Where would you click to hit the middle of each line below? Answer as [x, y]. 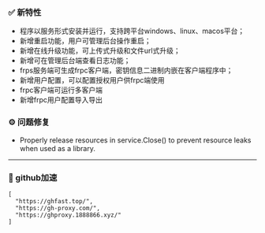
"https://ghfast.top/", [54, 201]
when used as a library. [58, 148]
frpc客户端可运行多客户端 [61, 90]
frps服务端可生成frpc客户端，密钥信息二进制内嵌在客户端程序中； [126, 70]
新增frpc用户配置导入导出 [61, 100]
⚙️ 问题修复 [29, 122]
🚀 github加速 [33, 177]
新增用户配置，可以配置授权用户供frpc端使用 [92, 80]
